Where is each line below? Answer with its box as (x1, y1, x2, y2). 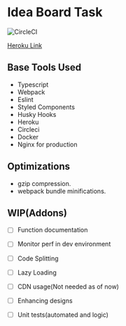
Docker (17, 132, 39, 141)
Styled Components (17, 103, 76, 111)
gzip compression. (17, 179, 71, 187)
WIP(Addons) (7, 207, 68, 219)
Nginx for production (17, 140, 78, 149)
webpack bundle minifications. (17, 187, 106, 195)
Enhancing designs (17, 296, 73, 305)
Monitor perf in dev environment (17, 240, 111, 249)
